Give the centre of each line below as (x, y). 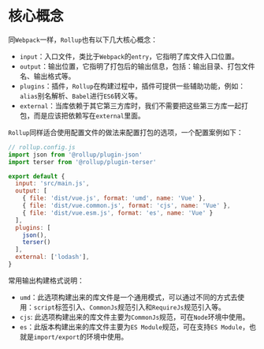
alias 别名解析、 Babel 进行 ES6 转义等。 (80, 96)
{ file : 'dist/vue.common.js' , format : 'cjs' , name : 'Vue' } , (126, 206)
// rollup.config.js (42, 147)
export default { (37, 176)
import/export (57, 337)
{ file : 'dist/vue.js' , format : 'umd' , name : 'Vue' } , (114, 198)
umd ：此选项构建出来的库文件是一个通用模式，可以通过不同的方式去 (128, 297)
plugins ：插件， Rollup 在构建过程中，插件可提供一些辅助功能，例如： (132, 86)
